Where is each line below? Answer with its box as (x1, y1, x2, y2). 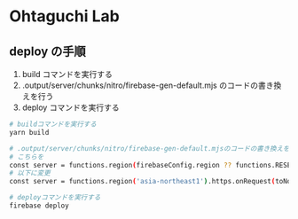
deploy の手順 (9, 43, 86, 59)
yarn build (9, 128, 50, 137)
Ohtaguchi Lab (9, 6, 120, 27)
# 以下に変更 (9, 168, 51, 178)
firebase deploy (9, 201, 69, 210)
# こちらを (9, 153, 44, 161)
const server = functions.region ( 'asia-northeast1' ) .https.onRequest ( (9, 177, 276, 186)
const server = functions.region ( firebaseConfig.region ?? (9, 160, 232, 169)
